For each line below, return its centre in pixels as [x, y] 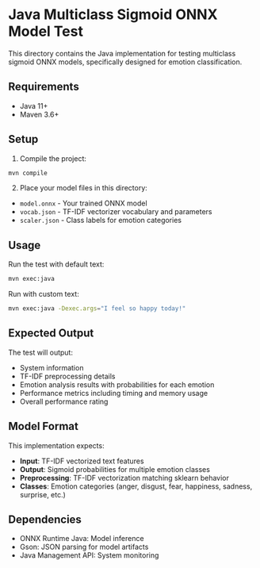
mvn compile [28, 173]
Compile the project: [53, 158]
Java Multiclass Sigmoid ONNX [113, 15]
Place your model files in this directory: [84, 188]
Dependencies [45, 520]
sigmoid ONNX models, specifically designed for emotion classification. [125, 62]
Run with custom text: [44, 294]
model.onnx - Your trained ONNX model [84, 203]
